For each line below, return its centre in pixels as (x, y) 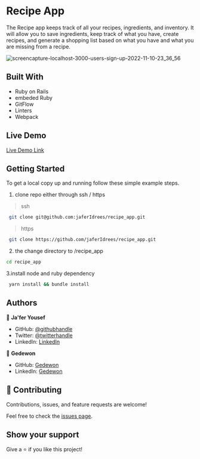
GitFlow (24, 104)
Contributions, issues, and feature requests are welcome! (77, 404)
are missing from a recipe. (38, 47)
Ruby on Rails (32, 91)
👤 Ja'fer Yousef (26, 317)
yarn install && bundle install (49, 284)
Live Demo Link (25, 150)
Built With (25, 77)
